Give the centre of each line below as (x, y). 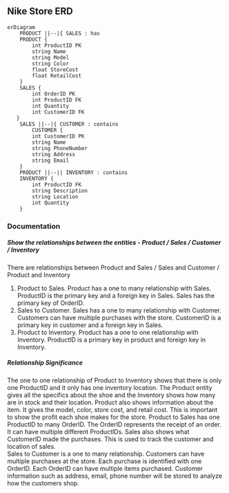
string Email (51, 160)
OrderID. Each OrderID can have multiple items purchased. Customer (105, 468)
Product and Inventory (39, 275)
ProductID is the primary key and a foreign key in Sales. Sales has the (116, 295)
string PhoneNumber (60, 148)
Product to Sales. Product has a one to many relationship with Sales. (114, 288)
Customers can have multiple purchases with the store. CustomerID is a (119, 317)
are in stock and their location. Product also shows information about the (110, 402)
